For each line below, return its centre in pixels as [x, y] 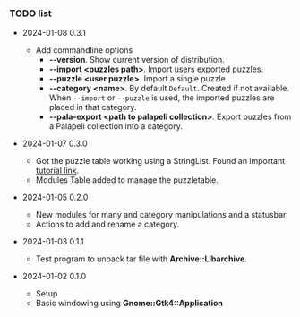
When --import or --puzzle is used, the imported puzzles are [162, 98]
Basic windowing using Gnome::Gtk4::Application [129, 304]
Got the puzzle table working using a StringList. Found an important [160, 161]
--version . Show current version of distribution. [137, 60]
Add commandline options [84, 50]
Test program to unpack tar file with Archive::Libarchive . [141, 259]
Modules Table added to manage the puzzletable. [127, 180]
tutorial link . [57, 171]
